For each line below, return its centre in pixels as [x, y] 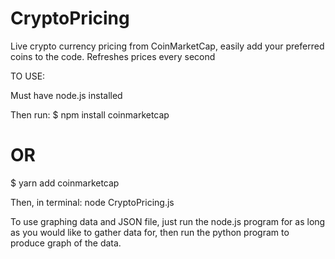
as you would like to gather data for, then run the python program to [150, 232]
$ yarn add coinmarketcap [65, 183]
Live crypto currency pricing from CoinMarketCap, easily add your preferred [167, 46]
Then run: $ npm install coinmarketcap [90, 114]
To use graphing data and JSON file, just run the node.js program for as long [168, 221]
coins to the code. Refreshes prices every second [113, 56]
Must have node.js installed [66, 95]
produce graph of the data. [66, 243]
